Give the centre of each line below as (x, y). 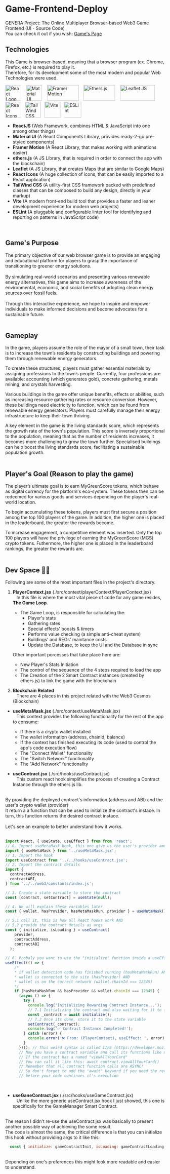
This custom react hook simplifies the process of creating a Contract (88, 779)
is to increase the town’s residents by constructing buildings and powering (83, 353)
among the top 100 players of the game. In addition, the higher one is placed (85, 518)
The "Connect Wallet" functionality (56, 753)
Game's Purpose (32, 243)
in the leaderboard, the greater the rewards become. (60, 523)
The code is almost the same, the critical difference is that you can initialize (84, 1132)
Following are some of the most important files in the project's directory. (80, 582)
